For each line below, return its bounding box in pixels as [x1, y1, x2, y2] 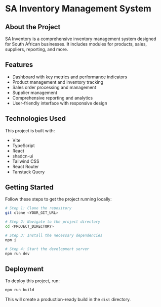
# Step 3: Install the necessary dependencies [5, 233, 103, 238]
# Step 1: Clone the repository [5, 206, 72, 211]
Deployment [5, 264, 44, 273]
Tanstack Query [12, 169, 45, 175]
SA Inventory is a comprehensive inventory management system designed [5, 36, 157, 42]
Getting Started [5, 183, 54, 192]
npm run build [5, 288, 35, 293]
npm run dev [5, 251, 30, 256]
